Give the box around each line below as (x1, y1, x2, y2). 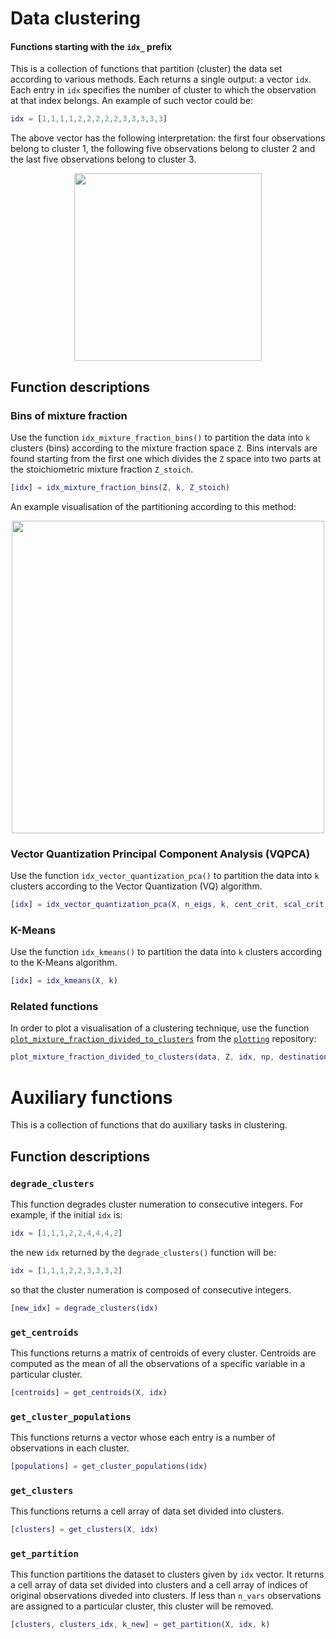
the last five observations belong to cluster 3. (10, 153, 197, 166)
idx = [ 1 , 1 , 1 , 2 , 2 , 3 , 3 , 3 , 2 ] (10, 1265, 123, 1276)
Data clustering (10, 7, 141, 30)
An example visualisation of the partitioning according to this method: (10, 500, 297, 512)
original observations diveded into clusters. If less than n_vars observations (10, 1590, 322, 1602)
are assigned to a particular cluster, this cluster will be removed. (10, 1600, 274, 1612)
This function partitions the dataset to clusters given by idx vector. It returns (10, 1568, 325, 1581)
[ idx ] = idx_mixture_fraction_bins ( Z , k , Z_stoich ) (10, 482, 230, 492)
